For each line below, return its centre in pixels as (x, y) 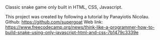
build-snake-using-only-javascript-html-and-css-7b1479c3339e (72, 32)
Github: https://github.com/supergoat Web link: (54, 22)
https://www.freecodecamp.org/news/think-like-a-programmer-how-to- (80, 27)
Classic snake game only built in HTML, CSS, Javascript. (64, 7)
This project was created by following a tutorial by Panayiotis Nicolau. (77, 17)
